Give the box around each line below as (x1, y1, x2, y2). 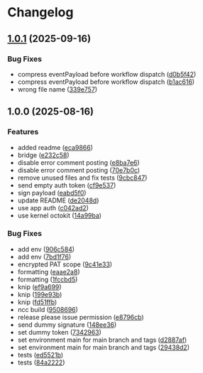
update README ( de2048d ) (17, 196, 99, 205)
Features (7, 127, 39, 137)
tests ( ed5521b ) (17, 350, 64, 359)
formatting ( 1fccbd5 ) (17, 275, 78, 283)
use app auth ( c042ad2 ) (17, 203, 89, 212)
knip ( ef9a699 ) (17, 282, 62, 291)
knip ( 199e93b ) (17, 290, 62, 298)
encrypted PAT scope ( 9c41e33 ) (17, 260, 112, 269)
